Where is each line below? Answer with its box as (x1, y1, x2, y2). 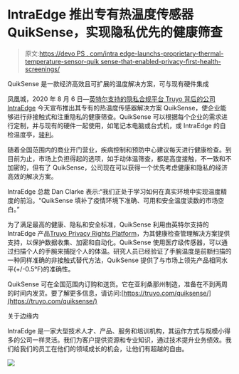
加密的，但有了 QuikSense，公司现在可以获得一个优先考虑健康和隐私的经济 (7, 163, 228, 172)
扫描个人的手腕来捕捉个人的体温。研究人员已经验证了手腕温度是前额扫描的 (13, 246, 232, 255)
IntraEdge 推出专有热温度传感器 (7, 6, 194, 23)
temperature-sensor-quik (24, 57, 100, 66)
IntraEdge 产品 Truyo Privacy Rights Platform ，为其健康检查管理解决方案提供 (7, 229, 230, 237)
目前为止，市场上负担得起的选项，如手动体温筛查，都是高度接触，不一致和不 (7, 154, 232, 162)
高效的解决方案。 (7, 172, 58, 180)
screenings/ (24, 65, 60, 73)
